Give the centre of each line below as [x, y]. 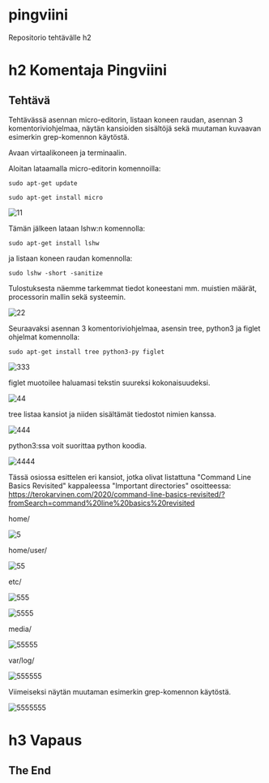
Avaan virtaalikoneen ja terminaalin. [68, 153]
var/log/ [21, 660]
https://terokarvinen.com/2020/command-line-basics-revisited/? [117, 494]
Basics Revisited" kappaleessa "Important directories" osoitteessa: [120, 486]
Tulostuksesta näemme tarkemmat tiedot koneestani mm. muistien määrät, [133, 288]
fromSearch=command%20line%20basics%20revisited [102, 503]
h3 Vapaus [45, 740]
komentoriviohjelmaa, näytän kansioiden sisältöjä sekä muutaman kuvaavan [135, 128]
